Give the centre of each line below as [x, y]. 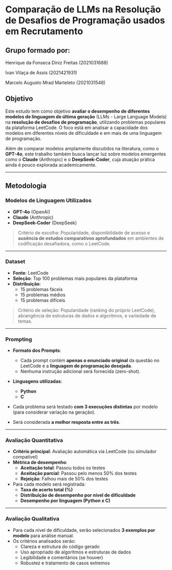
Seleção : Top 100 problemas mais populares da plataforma [75, 278]
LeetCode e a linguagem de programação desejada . [76, 366]
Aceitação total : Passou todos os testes [63, 468]
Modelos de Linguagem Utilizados [49, 201]
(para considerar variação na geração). [54, 412]
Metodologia [26, 186]
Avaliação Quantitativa [34, 440]
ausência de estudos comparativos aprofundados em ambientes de [91, 238]
